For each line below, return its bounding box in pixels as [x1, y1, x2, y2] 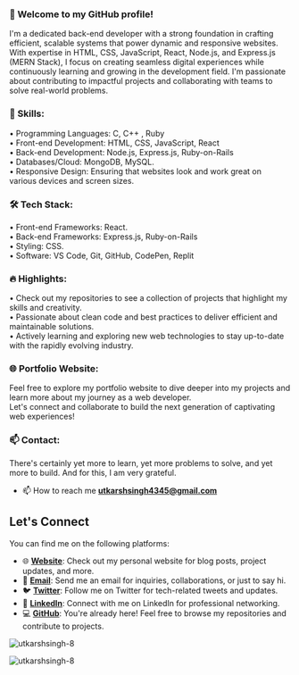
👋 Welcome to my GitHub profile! [9, 8, 154, 21]
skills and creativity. [9, 303, 82, 313]
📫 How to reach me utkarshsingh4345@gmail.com [21, 485, 218, 496]
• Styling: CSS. [9, 240, 64, 251]
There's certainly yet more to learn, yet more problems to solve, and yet [9, 457, 273, 468]
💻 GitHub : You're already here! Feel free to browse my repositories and [21, 607, 287, 619]
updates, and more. [21, 565, 95, 576]
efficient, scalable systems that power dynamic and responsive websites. [9, 37, 278, 48]
